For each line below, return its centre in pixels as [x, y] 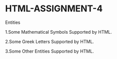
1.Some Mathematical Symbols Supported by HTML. [58, 32]
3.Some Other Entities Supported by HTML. [50, 51]
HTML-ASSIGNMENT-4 [54, 9]
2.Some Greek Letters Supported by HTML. [50, 41]
